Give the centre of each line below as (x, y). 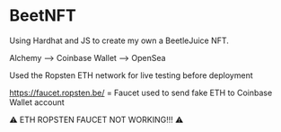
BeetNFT (43, 16)
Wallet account (37, 102)
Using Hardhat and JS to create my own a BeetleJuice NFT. (119, 40)
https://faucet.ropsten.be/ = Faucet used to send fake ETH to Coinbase (141, 92)
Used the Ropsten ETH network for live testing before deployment (131, 75)
